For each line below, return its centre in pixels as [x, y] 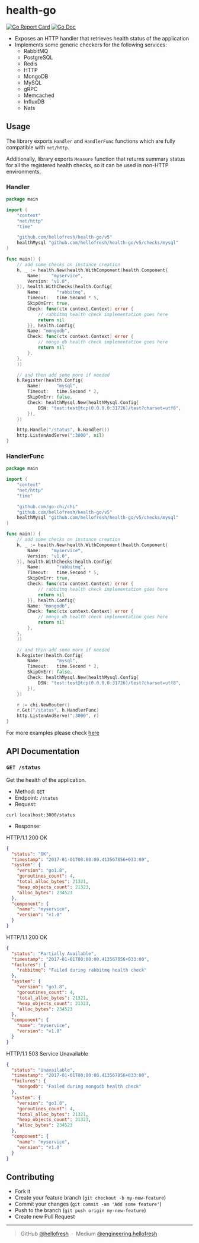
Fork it [23, 1191]
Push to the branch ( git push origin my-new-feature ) [80, 1210]
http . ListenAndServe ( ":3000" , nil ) [61, 436]
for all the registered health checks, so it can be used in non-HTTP [87, 165]
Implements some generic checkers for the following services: [91, 45]
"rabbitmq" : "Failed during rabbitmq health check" [82, 970]
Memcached [39, 95]
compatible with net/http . [38, 147]
